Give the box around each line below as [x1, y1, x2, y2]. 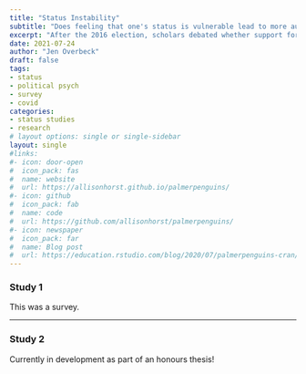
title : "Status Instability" [9, 13, 120, 23]
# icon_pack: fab [9, 200, 79, 210]
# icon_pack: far [9, 234, 79, 243]
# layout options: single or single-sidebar [9, 132, 181, 141]
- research [9, 124, 51, 133]
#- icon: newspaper [9, 225, 84, 234]
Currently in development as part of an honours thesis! [9, 353, 215, 365]
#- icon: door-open [9, 157, 84, 167]
